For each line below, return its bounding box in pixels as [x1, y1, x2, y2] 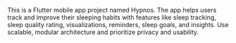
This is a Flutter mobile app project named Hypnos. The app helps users [7, 6, 217, 14]
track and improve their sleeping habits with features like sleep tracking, [7, 13, 216, 21]
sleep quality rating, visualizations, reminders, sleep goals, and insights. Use [7, 21, 229, 28]
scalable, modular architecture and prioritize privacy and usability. [7, 28, 199, 36]
